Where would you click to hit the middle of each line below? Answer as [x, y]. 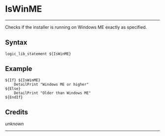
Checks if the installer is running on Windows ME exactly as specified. [76, 27]
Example [19, 69]
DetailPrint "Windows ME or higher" [52, 84]
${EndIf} [14, 97]
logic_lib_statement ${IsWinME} [38, 54]
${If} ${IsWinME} [23, 80]
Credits [17, 112]
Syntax [16, 43]
